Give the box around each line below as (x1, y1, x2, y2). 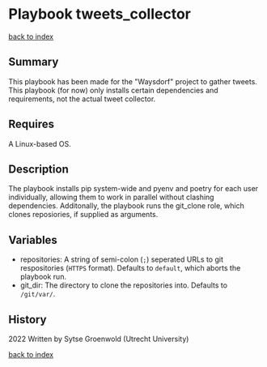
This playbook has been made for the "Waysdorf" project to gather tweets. (8, 76, 257, 86)
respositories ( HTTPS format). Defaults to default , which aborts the (19, 263, 241, 273)
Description (8, 162, 69, 176)
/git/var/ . (19, 289, 56, 299)
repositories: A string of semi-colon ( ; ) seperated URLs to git (19, 254, 224, 264)
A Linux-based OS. (8, 139, 71, 148)
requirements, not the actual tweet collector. (8, 94, 156, 104)
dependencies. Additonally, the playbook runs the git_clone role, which (8, 201, 244, 211)
